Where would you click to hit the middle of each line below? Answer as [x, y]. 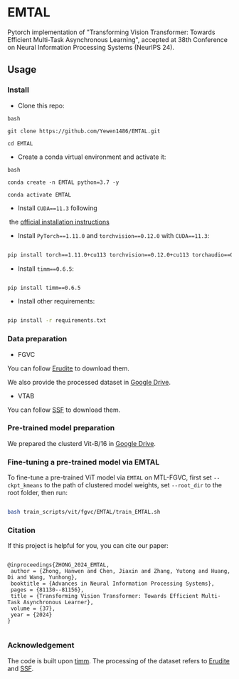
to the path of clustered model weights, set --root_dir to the [133, 485]
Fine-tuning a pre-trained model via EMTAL [84, 462]
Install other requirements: [56, 301]
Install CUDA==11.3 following [57, 208]
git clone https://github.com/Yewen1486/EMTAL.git [84, 131]
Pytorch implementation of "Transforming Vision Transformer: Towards [111, 32]
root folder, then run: [38, 493]
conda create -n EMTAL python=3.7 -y [63, 182]
